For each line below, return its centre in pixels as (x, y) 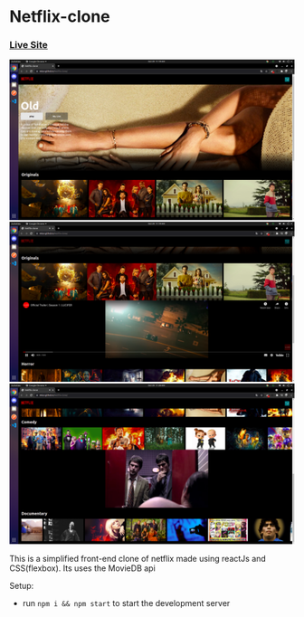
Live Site (28, 45)
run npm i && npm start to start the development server (126, 603)
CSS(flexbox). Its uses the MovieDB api (82, 568)
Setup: (22, 585)
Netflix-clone (60, 17)
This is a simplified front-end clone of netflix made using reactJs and (138, 558)
